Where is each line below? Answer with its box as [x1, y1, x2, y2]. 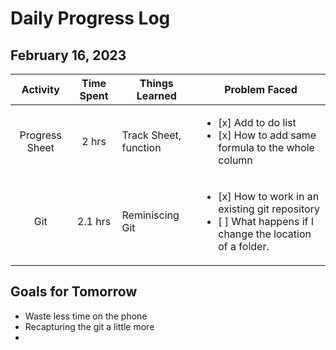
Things [139, 77, 174, 90]
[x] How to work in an [218, 190, 320, 203]
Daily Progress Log [10, 7, 171, 30]
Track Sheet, [121, 128, 182, 142]
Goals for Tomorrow [10, 283, 138, 301]
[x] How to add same [218, 128, 317, 142]
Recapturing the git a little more [24, 320, 155, 332]
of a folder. [218, 240, 270, 253]
